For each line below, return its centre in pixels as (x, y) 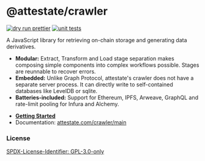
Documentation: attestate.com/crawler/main (71, 122)
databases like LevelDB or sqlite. (56, 91)
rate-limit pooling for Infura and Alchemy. (67, 104)
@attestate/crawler (57, 11)
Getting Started (35, 116)
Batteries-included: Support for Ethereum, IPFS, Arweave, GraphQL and (107, 97)
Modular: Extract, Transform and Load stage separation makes (95, 58)
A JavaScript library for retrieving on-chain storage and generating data (97, 40)
